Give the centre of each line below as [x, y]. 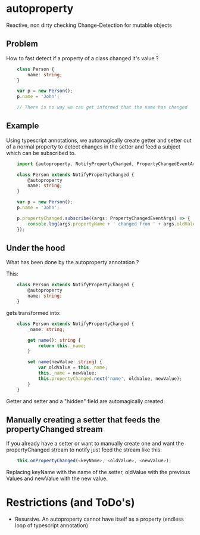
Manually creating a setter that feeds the [83, 420]
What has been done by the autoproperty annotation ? [73, 262]
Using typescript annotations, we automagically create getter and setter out [99, 140]
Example [23, 126]
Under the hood [36, 248]
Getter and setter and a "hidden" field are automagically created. [86, 401]
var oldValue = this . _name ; [73, 368]
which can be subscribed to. [41, 153]
